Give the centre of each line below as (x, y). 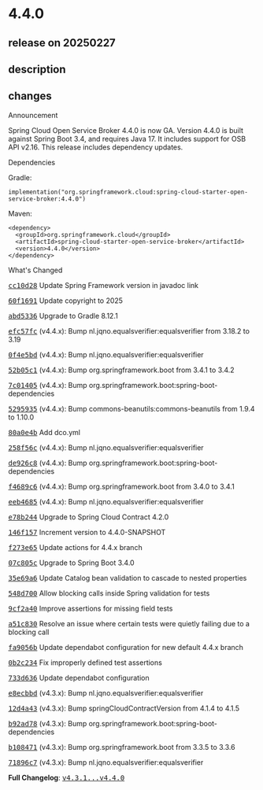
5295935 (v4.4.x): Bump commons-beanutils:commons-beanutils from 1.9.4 (131, 408)
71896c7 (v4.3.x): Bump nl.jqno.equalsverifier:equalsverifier (106, 762)
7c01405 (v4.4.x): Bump (48, 385)
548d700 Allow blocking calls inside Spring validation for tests (109, 593)
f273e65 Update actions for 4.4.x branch (76, 547)
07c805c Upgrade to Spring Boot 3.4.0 (72, 563)
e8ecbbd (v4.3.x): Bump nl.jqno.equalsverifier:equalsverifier (106, 692)
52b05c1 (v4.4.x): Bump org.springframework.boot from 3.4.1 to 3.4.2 (121, 370)
